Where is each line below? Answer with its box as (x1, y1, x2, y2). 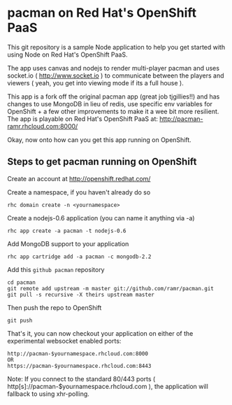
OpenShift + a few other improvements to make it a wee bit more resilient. (7, 107, 219, 115)
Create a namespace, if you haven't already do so (7, 187, 151, 197)
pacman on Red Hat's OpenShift (7, 5, 197, 21)
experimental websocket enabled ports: (7, 336, 122, 345)
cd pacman (7, 278, 36, 286)
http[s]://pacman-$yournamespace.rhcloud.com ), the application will (7, 382, 208, 390)
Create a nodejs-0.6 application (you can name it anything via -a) (7, 213, 195, 222)
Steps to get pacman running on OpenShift (7, 156, 197, 168)
